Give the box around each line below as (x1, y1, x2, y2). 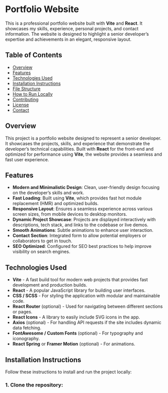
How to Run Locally (12, 91, 53, 97)
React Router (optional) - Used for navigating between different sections (12, 303, 163, 309)
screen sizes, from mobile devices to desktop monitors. (12, 211, 127, 217)
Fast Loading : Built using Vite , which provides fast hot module (12, 195, 142, 201)
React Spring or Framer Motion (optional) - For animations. (12, 341, 135, 347)
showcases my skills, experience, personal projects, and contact (5, 25, 139, 31)
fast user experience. (5, 156, 49, 162)
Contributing (12, 96, 39, 102)
